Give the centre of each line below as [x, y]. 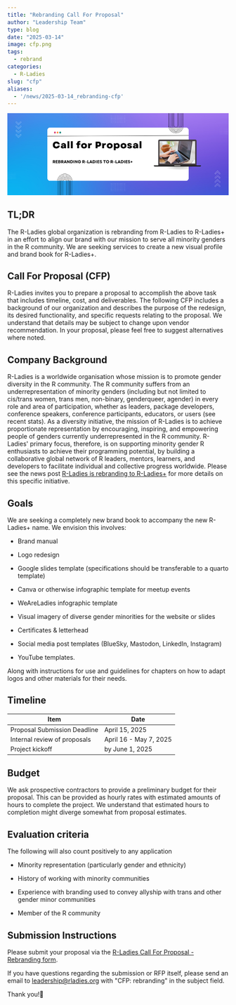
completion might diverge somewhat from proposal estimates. [97, 812]
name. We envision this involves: [79, 528]
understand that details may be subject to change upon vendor [98, 323]
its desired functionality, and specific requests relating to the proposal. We [115, 315]
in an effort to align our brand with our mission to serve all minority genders [117, 239]
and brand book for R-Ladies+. [52, 254]
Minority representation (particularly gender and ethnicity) [101, 865]
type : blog [23, 29]
